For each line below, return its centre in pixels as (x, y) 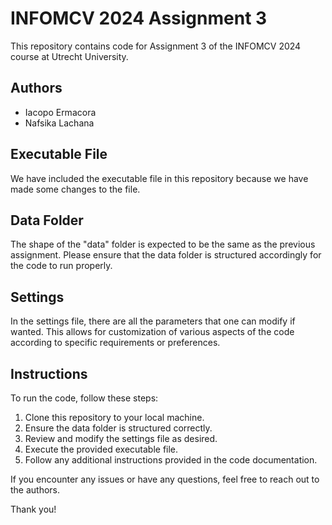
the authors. (35, 490)
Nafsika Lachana (59, 123)
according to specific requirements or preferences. (115, 343)
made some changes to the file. (75, 189)
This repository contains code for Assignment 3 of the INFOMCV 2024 (156, 46)
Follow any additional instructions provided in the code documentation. (171, 460)
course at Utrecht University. (69, 56)
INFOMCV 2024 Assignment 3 (139, 18)
